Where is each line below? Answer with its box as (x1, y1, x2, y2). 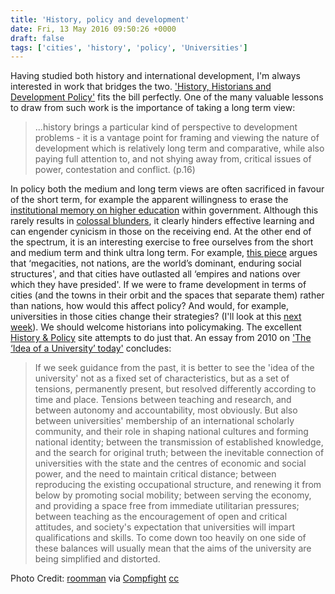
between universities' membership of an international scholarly (34, 415, 295, 427)
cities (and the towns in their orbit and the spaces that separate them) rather (10, 289, 325, 301)
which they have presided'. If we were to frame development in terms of (10, 279, 307, 291)
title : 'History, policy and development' (10, 14, 190, 25)
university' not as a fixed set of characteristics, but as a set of (34, 372, 290, 385)
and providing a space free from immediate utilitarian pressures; (34, 500, 300, 512)
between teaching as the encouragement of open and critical (34, 511, 288, 523)
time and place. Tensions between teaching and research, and (34, 394, 292, 406)
